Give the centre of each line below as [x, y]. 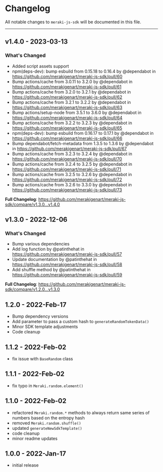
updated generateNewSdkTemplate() [47, 428]
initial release [25, 465]
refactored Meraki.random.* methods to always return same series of [81, 412]
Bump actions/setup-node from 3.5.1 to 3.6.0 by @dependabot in [77, 113]
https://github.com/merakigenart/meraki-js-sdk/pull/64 [67, 117]
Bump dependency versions [40, 316]
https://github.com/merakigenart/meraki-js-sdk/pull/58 [67, 264]
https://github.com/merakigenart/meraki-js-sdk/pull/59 [67, 275]
